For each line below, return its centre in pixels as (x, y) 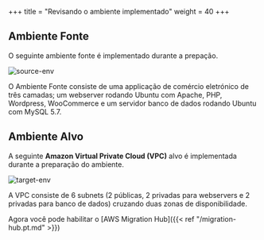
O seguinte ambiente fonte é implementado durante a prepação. (113, 56)
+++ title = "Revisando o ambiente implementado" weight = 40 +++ (119, 12)
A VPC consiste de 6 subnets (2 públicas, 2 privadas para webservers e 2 (129, 195)
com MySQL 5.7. (35, 111)
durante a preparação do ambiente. (66, 164)
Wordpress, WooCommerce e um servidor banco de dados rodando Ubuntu (132, 103)
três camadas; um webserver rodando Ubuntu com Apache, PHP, (115, 95)
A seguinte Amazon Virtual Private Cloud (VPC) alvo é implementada (122, 156)
